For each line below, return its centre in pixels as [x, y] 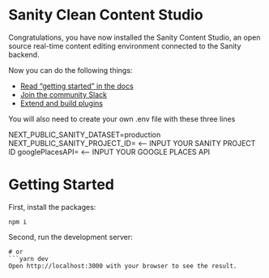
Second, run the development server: [70, 237]
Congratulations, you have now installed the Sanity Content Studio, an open [134, 37]
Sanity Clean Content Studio [106, 15]
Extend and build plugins [62, 103]
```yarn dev [28, 259]
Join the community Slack [64, 94]
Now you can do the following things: [70, 70]
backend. [24, 54]
